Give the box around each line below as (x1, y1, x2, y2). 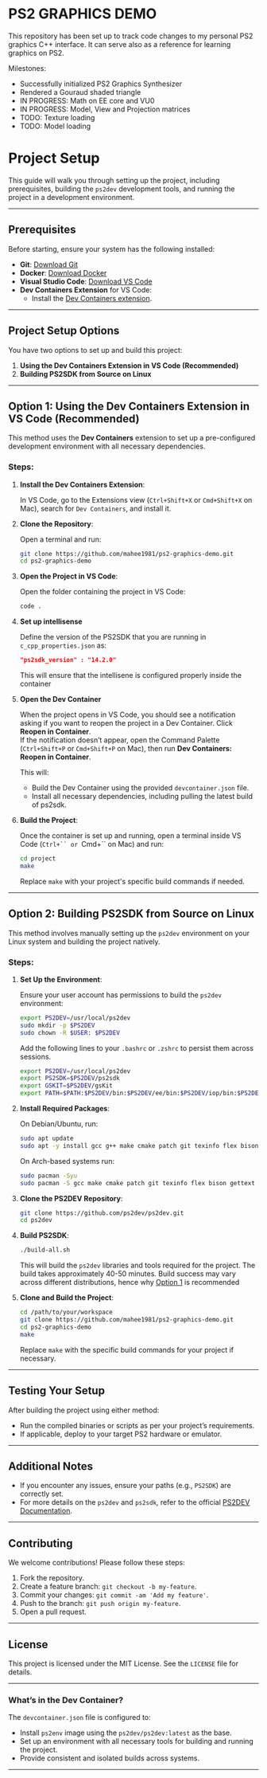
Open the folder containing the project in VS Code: (19, 587, 186, 597)
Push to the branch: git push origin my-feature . (19, 1599, 181, 1608)
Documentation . (19, 1506, 73, 1516)
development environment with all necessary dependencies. (8, 441, 206, 451)
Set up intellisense (19, 617, 83, 626)
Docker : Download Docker (19, 268, 107, 277)
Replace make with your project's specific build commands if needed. (19, 876, 245, 886)
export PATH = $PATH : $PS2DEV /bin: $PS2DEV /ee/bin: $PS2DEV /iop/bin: (19, 1089, 238, 1098)
